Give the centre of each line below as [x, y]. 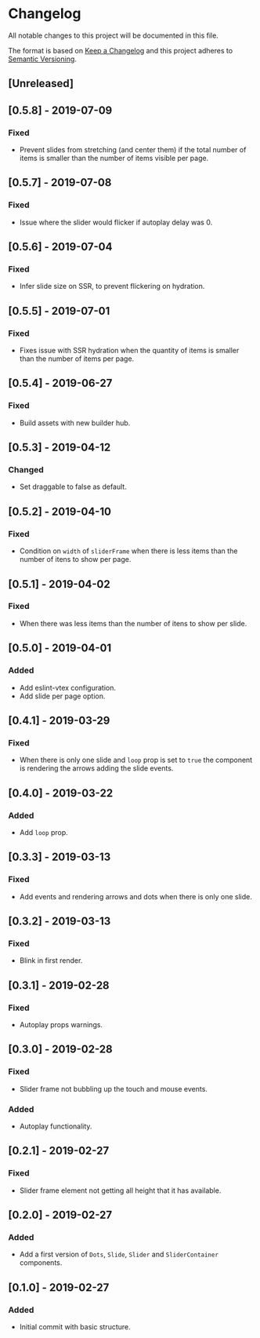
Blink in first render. [51, 961]
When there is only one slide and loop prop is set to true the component [136, 760]
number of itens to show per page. [75, 560]
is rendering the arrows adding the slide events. [96, 768]
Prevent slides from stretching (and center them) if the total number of [133, 150]
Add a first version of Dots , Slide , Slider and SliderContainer [119, 1254]
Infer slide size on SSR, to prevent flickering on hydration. [112, 286]
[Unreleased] [41, 84]
